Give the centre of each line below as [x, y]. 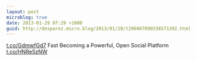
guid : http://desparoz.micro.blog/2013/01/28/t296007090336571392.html [98, 28]
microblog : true [27, 17]
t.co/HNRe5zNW [27, 52]
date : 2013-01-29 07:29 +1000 [45, 23]
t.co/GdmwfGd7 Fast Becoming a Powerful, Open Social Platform [88, 45]
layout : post [23, 12]
